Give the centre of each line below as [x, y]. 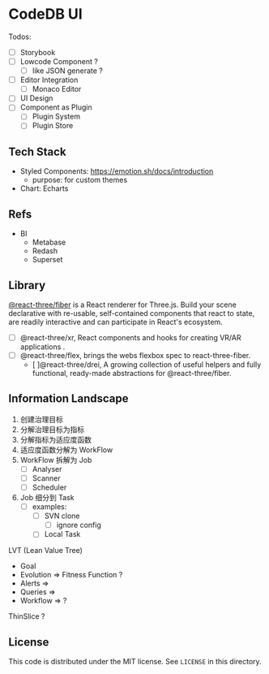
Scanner [46, 478]
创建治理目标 [41, 419]
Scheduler [49, 487]
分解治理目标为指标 [52, 429]
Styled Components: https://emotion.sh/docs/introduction [117, 171]
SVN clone [62, 516]
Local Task [62, 534]
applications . [43, 347]
